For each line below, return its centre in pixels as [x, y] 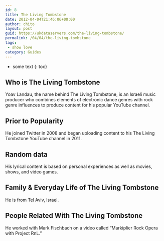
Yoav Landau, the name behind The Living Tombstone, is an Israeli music [80, 94]
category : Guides [23, 52]
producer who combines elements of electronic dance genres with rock [79, 100]
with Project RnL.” [24, 233]
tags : [11, 43]
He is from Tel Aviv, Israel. [32, 200]
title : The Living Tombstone [36, 15]
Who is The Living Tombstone [53, 82]
